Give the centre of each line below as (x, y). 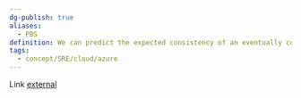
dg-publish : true (42, 17)
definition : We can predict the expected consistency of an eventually (146, 42)
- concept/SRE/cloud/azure (68, 59)
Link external (33, 84)
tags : (19, 51)
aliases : (26, 26)
